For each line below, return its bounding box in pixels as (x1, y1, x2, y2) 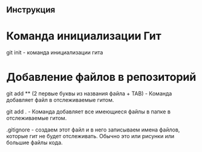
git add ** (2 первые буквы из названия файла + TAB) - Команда (6, 90, 172, 97)
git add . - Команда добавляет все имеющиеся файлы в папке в (6, 108, 171, 115)
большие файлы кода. (6, 139, 63, 147)
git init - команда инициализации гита (6, 49, 103, 56)
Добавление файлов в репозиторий (6, 70, 197, 84)
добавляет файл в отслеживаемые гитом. (6, 97, 114, 104)
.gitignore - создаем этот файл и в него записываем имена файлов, (6, 126, 180, 133)
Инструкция (6, 5, 56, 15)
